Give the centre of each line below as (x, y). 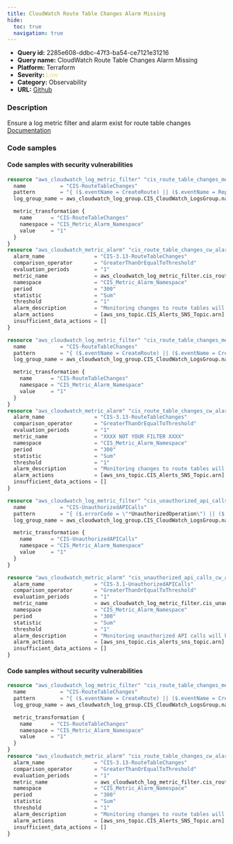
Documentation (29, 130)
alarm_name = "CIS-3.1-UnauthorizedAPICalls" (104, 584)
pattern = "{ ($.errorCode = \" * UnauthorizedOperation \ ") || (114, 514)
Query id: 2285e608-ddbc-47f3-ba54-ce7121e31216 (93, 53)
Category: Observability (52, 82)
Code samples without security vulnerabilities (75, 670)
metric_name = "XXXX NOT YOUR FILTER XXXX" (99, 437)
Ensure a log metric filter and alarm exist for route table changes (99, 123)
